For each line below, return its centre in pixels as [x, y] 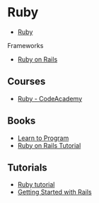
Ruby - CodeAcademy [50, 98]
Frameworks [25, 45]
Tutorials [27, 167]
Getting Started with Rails [54, 192]
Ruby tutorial [36, 185]
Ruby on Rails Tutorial [49, 145]
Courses [27, 82]
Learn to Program [43, 138]
